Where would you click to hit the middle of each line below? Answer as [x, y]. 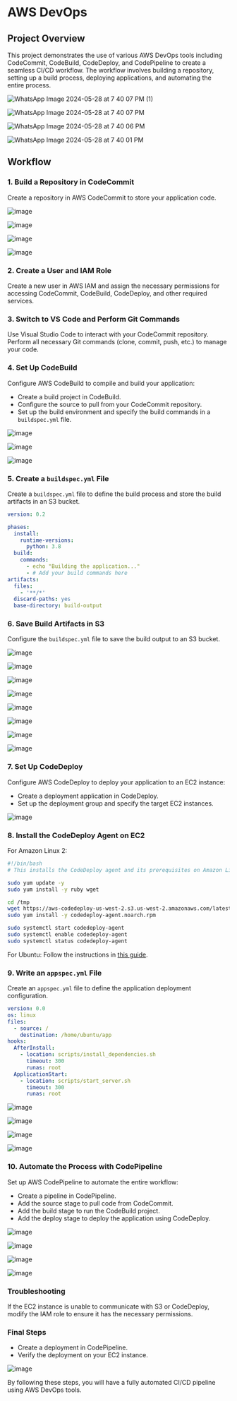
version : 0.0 [26, 1009]
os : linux [22, 1015]
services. [20, 301]
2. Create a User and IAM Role [59, 270]
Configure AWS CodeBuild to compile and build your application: [101, 383]
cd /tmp [19, 902]
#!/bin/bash [25, 864]
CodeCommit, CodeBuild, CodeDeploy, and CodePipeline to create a [107, 63]
